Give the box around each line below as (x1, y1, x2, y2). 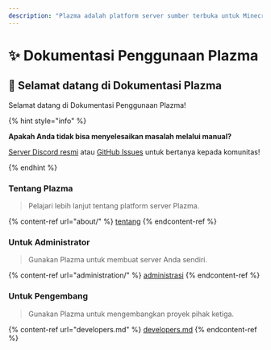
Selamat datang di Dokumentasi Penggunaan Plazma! (8, 100, 187, 109)
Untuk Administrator (8, 237, 90, 248)
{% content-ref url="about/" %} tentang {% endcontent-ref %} (8, 216, 218, 226)
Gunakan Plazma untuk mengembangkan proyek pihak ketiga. (27, 309, 235, 319)
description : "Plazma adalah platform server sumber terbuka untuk (8, 11, 240, 20)
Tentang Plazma (8, 183, 73, 194)
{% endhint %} (8, 163, 58, 172)
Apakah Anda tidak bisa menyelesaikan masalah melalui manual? (8, 131, 232, 141)
